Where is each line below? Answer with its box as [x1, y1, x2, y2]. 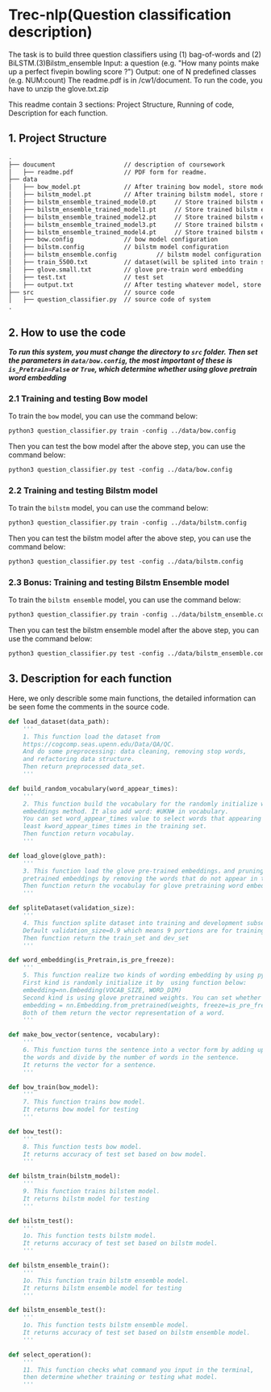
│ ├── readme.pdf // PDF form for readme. [8, 168, 207, 176]
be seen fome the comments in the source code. [8, 701, 170, 712]
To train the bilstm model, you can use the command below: [8, 503, 209, 513]
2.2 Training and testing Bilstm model [8, 485, 158, 496]
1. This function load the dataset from [23, 733, 161, 741]
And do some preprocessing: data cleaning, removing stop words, [23, 747, 248, 756]
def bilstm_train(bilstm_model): [8, 1172, 121, 1180]
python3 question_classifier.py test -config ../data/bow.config [8, 466, 232, 474]
